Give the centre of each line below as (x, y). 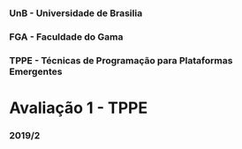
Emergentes (36, 71)
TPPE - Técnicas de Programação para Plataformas (121, 60)
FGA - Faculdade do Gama (66, 36)
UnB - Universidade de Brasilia (76, 13)
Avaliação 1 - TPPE (79, 108)
